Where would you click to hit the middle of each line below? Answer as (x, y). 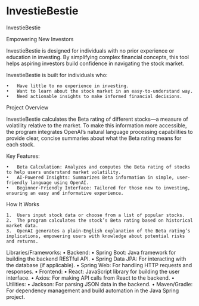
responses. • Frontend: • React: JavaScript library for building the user (93, 271)
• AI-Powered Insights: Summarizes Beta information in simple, (90, 178)
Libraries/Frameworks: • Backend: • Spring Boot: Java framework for (91, 252)
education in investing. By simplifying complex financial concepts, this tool (98, 57)
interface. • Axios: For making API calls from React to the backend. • (90, 278)
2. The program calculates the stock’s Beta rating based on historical (100, 220)
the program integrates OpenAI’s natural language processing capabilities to (99, 131)
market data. (22, 225)
